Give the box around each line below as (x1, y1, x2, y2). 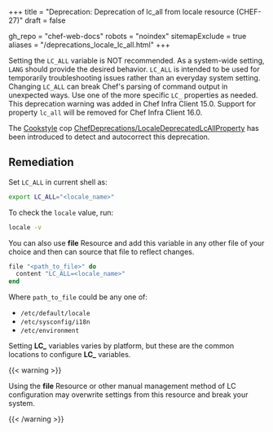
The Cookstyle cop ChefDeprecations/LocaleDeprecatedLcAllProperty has (8, 124, 259, 133)
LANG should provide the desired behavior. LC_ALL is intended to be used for (8, 64, 260, 74)
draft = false (24, 15, 66, 25)
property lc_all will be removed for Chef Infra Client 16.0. (8, 107, 203, 117)
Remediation (8, 155, 75, 169)
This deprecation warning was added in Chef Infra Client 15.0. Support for (8, 99, 257, 108)
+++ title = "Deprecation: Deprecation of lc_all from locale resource (8, 7, 235, 16)
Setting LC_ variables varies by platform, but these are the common (8, 341, 235, 351)
